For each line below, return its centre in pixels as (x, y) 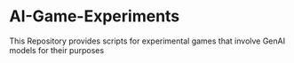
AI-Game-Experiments (95, 16)
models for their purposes (57, 50)
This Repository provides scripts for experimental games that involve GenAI (147, 41)
